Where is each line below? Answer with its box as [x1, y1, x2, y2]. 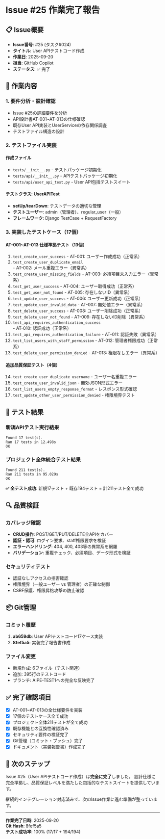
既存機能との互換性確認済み [12, 726, 69, 732]
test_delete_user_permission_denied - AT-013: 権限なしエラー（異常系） [12, 350, 160, 356]
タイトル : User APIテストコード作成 [12, 48, 85, 53]
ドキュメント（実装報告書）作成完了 [12, 744, 86, 750]
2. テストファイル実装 [5, 142, 57, 149]
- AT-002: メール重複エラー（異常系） [12, 265, 90, 271]
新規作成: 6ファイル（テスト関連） [12, 665, 83, 671]
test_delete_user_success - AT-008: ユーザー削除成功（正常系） [12, 308, 143, 314]
